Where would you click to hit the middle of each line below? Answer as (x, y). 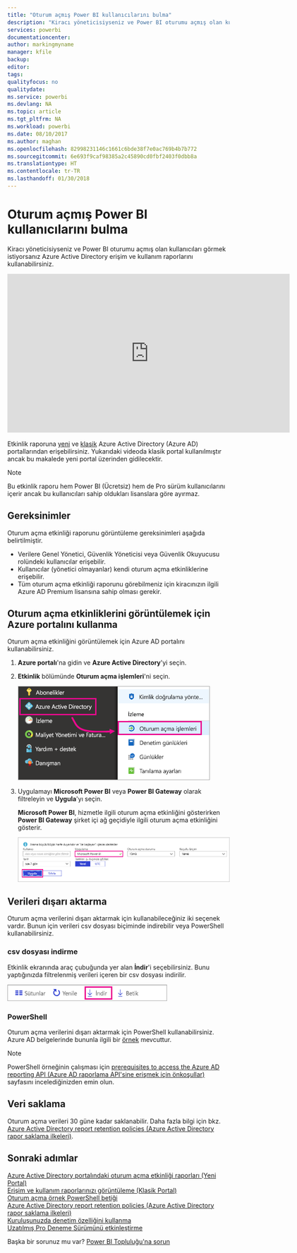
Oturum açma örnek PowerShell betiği (62, 1198)
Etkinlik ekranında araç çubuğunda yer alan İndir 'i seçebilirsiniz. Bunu (109, 967)
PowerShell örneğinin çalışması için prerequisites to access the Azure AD (114, 1067)
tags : (15, 74)
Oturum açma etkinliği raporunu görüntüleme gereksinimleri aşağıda (106, 533)
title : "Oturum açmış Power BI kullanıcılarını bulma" (90, 15)
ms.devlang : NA (30, 104)
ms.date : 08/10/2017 (38, 134)
